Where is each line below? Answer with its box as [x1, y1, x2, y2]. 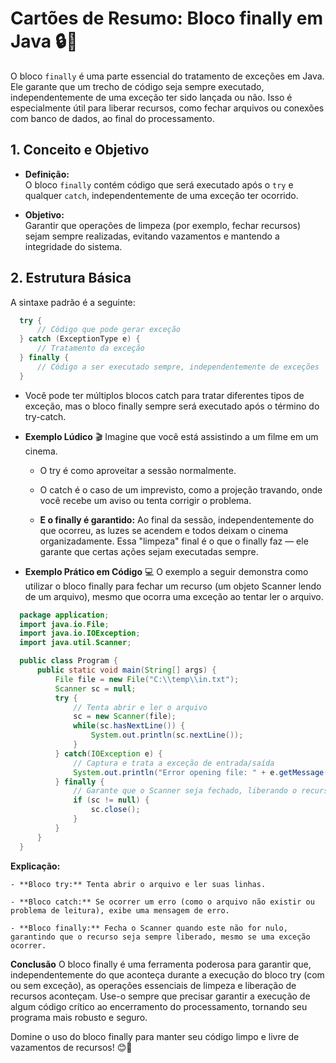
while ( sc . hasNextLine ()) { [73, 721, 186, 731]
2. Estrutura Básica [10, 270, 132, 287]
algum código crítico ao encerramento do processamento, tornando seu [10, 1000, 308, 1012]
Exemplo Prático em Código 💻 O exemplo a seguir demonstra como [24, 565, 309, 577]
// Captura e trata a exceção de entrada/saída [73, 758, 275, 768]
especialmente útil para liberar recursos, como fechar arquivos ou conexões [10, 102, 325, 114]
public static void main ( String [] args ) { [36, 665, 217, 676]
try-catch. [24, 410, 67, 422]
